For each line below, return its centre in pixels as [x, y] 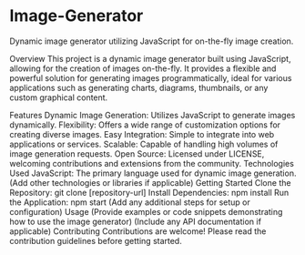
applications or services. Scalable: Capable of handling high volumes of [144, 144]
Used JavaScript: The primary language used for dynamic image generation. [153, 173]
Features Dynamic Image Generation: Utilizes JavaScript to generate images [152, 115]
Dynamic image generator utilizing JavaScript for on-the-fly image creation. [152, 41]
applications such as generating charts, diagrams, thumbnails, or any [139, 87]
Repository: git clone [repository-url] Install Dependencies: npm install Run [149, 192]
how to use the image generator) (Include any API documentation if [136, 221]
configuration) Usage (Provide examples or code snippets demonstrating [146, 211]
